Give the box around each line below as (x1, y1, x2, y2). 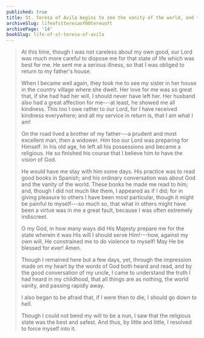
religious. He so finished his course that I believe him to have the (21, 150, 183, 157)
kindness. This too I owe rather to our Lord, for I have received (21, 105, 177, 113)
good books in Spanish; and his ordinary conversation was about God (21, 174, 196, 181)
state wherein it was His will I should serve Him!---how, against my (21, 231, 188, 239)
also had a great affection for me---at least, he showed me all (21, 99, 175, 107)
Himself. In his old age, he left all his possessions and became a (21, 143, 181, 150)
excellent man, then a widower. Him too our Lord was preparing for (21, 136, 189, 144)
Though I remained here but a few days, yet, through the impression (21, 256, 192, 264)
